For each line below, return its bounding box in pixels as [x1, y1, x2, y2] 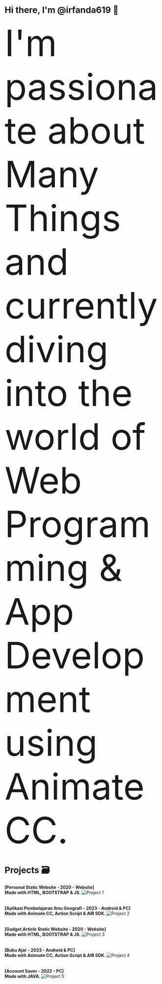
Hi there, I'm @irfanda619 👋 [4, 4, 119, 16]
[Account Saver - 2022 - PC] [4, 968, 64, 974]
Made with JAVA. [4, 973, 40, 979]
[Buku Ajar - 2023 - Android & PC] [4, 947, 76, 953]
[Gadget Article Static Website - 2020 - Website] [4, 926, 107, 932]
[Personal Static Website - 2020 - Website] [4, 884, 94, 890]
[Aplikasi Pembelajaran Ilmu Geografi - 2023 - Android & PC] [4, 905, 131, 911]
